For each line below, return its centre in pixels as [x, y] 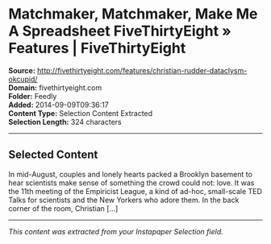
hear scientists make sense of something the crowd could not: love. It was [131, 183]
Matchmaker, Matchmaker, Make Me [133, 14]
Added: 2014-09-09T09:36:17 [58, 105]
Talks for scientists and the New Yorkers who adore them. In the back [124, 200]
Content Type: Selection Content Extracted [81, 113]
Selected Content [53, 155]
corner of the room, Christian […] [63, 208]
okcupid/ [23, 79]
